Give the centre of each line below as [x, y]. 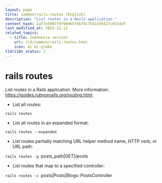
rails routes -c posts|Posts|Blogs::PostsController [59, 176]
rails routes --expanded [31, 132]
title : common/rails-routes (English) [45, 14]
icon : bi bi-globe [33, 47]
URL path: [23, 147]
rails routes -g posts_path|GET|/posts [47, 156]
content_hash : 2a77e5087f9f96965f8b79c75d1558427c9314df [66, 24]
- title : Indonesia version [39, 38]
